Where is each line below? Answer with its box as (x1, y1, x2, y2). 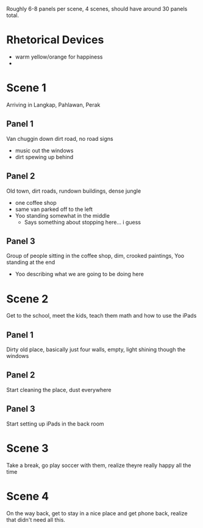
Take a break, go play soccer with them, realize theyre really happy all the (6, 462, 191, 469)
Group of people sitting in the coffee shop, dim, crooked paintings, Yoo (6, 252, 185, 260)
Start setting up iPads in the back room (6, 420, 105, 427)
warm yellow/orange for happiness (15, 53, 103, 60)
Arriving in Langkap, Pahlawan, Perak (6, 101, 101, 109)
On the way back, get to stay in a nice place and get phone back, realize (6, 509, 188, 517)
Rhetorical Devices (6, 33, 104, 47)
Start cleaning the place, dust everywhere (6, 386, 112, 393)
